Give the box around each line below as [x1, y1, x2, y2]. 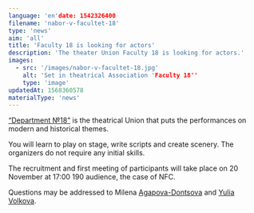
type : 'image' [22, 78, 69, 86]
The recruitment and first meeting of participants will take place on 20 [8, 163, 239, 173]
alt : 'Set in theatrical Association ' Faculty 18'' [22, 71, 198, 79]
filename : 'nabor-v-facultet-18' [8, 19, 120, 27]
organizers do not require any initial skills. [8, 148, 145, 158]
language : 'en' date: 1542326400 [8, 11, 116, 20]
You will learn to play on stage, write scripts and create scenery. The [8, 139, 234, 149]
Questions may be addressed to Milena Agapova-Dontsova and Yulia [8, 187, 235, 197]
